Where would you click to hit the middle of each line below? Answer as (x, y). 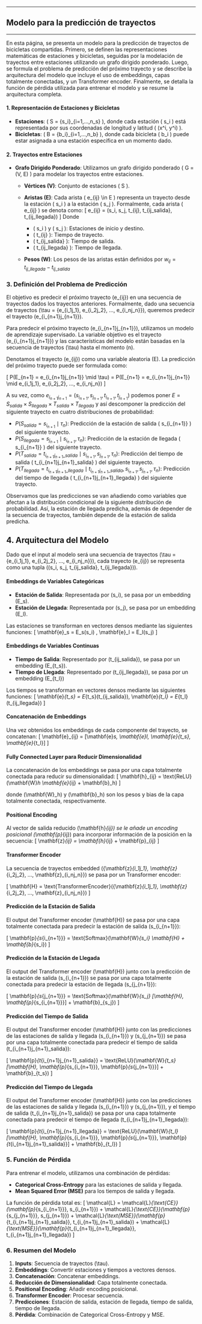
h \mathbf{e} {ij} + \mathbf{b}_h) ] (79, 783)
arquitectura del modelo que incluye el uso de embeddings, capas (88, 75)
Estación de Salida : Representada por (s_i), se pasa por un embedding (103, 595)
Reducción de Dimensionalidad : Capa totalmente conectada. (91, 1282)
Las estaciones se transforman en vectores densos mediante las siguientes (99, 626)
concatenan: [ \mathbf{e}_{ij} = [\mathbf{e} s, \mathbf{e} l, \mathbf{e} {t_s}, (99, 736)
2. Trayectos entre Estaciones (44, 154)
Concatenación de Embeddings (46, 717)
